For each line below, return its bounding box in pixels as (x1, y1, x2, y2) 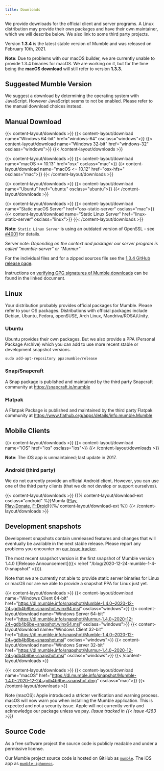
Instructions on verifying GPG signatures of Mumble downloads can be (5, 270, 148, 276)
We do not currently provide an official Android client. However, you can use (5, 478, 159, 484)
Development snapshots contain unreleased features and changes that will (5, 535, 156, 541)
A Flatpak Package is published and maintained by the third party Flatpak (5, 407, 153, 413)
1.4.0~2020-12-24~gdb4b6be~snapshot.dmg (5, 677, 97, 683)
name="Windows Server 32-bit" (40, 642, 105, 648)
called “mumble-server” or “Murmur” (5, 246, 81, 252)
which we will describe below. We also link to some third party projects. (5, 31, 149, 37)
